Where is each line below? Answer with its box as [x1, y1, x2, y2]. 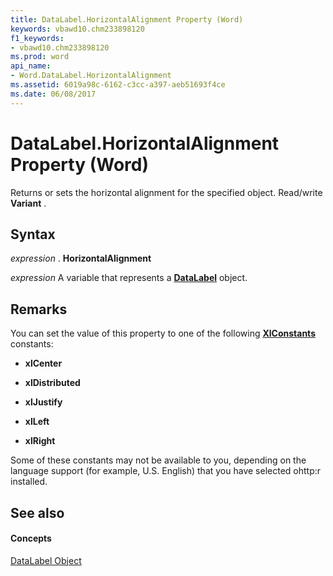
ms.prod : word [10, 52, 70, 62]
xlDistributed [24, 377, 81, 389]
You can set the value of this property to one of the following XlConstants [10, 327, 316, 340]
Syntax [10, 226, 56, 243]
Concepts [10, 532, 52, 545]
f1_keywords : [10, 33, 65, 43]
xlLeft [24, 416, 50, 428]
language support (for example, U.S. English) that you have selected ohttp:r [10, 465, 322, 477]
